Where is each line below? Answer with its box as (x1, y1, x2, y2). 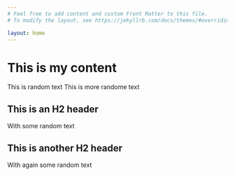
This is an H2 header (7, 103, 99, 115)
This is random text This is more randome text (7, 83, 140, 91)
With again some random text (7, 161, 92, 169)
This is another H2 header (7, 142, 123, 154)
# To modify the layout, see (7, 17, 92, 24)
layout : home (7, 29, 45, 36)
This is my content (7, 60, 117, 76)
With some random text (7, 122, 75, 130)
